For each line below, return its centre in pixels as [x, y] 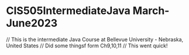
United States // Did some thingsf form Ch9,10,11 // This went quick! [87, 46]
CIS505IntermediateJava [68, 11]
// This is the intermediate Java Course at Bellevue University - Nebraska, [95, 39]
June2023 [32, 23]
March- [151, 11]
